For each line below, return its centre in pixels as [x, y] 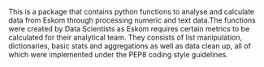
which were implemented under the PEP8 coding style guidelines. [119, 54]
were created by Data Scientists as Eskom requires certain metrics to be [129, 29]
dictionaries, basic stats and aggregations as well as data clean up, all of [130, 46]
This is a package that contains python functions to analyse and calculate [132, 12]
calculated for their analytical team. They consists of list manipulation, [126, 37]
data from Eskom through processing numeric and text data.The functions [132, 20]
